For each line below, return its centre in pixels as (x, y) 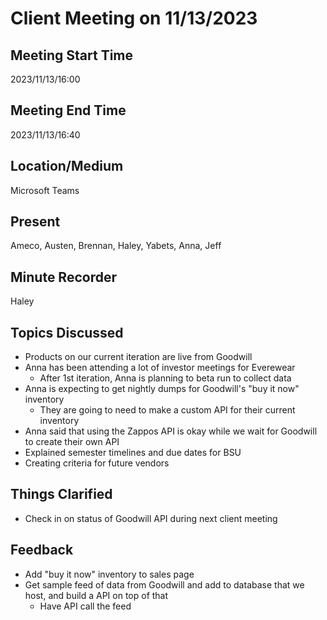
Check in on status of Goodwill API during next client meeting (151, 518)
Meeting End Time (68, 110)
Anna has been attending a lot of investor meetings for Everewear (160, 368)
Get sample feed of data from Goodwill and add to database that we (164, 584)
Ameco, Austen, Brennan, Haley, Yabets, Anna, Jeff (116, 246)
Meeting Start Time (72, 55)
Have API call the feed (85, 606)
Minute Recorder (63, 277)
